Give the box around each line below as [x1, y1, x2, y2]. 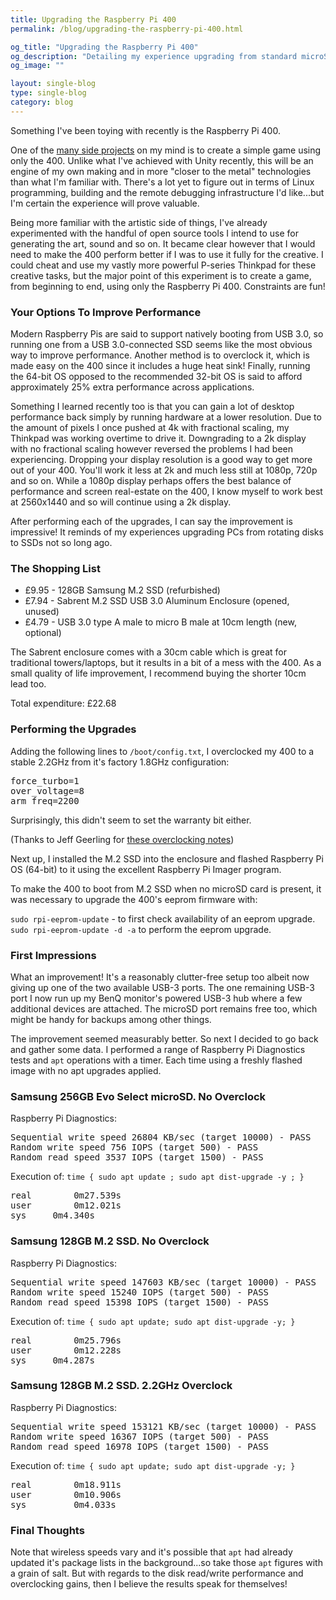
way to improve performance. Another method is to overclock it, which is [10, 349, 310, 361]
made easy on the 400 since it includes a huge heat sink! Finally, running [10, 360, 311, 372]
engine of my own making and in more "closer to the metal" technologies [10, 165, 312, 177]
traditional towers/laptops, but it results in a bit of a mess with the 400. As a [10, 657, 322, 669]
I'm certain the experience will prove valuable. [10, 197, 200, 209]
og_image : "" [10, 61, 65, 71]
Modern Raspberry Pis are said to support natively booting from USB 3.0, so [10, 328, 324, 340]
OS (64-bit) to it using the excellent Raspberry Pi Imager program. [10, 863, 282, 875]
